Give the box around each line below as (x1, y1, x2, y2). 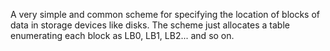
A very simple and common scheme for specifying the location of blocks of (10, 9, 321, 20)
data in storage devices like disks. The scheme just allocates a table (10, 19, 290, 31)
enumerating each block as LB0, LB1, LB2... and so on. (10, 30, 235, 41)
